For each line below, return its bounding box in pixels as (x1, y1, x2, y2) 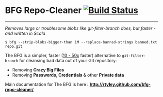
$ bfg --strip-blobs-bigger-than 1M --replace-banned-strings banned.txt (5, 40, 158, 44)
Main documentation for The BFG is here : (5, 81, 89, 87)
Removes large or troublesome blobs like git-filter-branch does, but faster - (5, 25, 156, 31)
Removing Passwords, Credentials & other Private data (12, 72, 124, 78)
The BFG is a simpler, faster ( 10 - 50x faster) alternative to (5, 52, 121, 58)
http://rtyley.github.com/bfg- (89, 81, 151, 87)
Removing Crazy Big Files (12, 67, 65, 72)
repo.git (5, 44, 23, 49)
